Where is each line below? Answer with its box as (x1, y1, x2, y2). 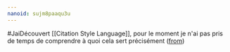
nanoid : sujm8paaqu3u (7, 10, 71, 17)
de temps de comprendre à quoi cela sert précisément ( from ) (7, 36, 185, 45)
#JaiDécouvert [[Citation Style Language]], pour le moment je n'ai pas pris (7, 29, 224, 37)
